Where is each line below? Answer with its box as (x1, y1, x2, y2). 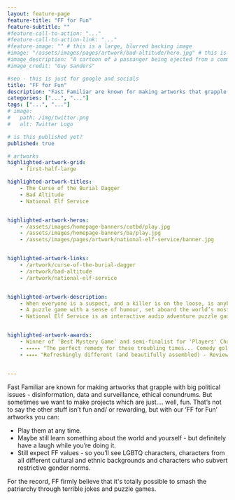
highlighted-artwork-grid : (7, 159, 86, 166)
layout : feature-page (7, 10, 71, 18)
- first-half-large (20, 165, 77, 173)
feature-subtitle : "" (7, 23, 71, 30)
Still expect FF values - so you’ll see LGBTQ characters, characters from (17, 448, 225, 457)
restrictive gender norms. (17, 464, 91, 472)
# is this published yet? (7, 133, 83, 140)
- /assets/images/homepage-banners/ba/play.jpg (20, 229, 161, 237)
